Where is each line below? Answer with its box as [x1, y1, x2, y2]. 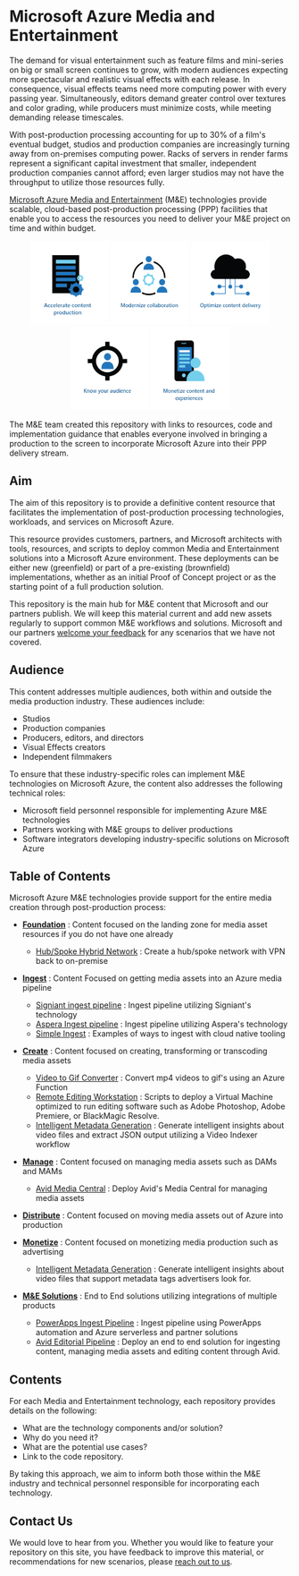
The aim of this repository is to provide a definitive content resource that [9, 497, 276, 507]
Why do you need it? [21, 1432, 98, 1443]
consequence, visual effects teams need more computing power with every [9, 83, 287, 94]
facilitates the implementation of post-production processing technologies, [9, 507, 285, 517]
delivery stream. [9, 447, 70, 458]
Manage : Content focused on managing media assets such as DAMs [21, 1156, 278, 1167]
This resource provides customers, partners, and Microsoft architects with [9, 533, 283, 544]
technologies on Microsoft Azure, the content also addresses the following [9, 778, 283, 788]
